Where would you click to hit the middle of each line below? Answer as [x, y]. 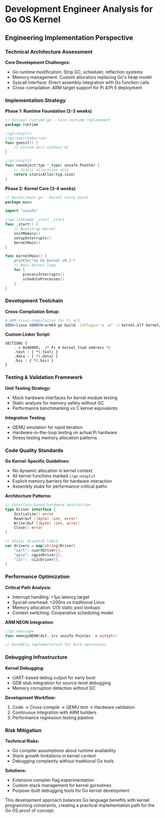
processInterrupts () [44, 274]
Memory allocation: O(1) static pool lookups [56, 607]
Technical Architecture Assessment [49, 52]
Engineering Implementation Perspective [69, 38]
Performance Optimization [38, 577]
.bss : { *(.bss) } [34, 361]
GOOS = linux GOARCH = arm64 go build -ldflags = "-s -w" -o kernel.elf [74, 325]
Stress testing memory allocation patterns [55, 438]
